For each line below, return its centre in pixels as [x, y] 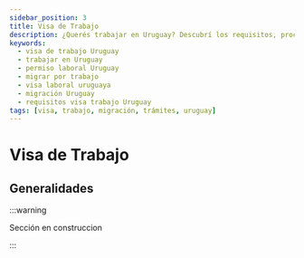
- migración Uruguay [56, 93]
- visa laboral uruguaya [64, 85]
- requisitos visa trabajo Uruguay [85, 102]
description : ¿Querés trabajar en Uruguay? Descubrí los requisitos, [143, 34]
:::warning [28, 210]
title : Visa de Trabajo [54, 26]
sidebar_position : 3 [48, 18]
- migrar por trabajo [58, 77]
